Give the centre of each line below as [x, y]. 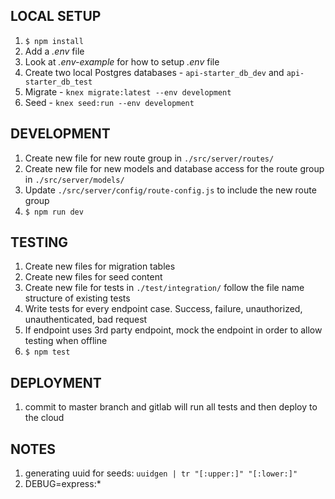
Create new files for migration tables [100, 266]
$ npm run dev [54, 212]
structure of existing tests [77, 298]
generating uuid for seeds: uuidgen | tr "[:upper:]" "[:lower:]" [161, 473]
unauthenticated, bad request [86, 320]
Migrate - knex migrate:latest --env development [128, 91]
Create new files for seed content [93, 277]
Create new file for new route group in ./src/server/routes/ [149, 158]
